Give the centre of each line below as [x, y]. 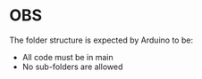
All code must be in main [67, 57]
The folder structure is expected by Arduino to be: [101, 40]
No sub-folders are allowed [72, 67]
